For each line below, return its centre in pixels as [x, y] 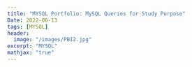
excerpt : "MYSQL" [32, 46]
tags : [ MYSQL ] [28, 27]
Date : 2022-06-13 [32, 20]
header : [19, 33]
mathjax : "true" [31, 53]
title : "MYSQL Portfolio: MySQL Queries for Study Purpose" [97, 14]
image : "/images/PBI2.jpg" [53, 40]
